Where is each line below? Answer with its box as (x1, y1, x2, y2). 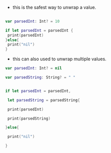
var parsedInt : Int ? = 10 (5, 19, 60, 24)
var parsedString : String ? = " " (5, 75, 76, 80)
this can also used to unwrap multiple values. (12, 56, 107, 62)
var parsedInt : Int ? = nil (5, 66, 62, 71)
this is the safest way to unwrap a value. (12, 5, 96, 10)
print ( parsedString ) (7, 116, 51, 121)
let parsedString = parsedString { (7, 97, 80, 103)
